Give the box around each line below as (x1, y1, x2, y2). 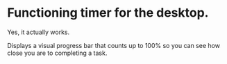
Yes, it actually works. (7, 28, 70, 36)
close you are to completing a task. (7, 49, 108, 57)
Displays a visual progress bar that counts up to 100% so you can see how (7, 41, 221, 49)
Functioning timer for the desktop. (7, 5, 209, 21)
